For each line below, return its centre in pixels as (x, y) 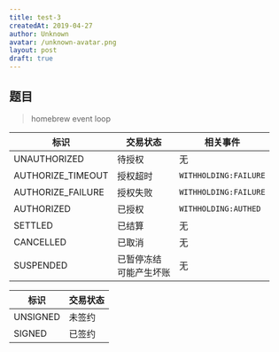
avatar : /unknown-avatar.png (63, 42)
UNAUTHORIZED (49, 159)
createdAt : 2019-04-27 (51, 26)
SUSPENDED (41, 265)
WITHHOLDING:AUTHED (220, 208)
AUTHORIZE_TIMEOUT (61, 176)
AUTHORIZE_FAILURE (59, 192)
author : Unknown (39, 34)
